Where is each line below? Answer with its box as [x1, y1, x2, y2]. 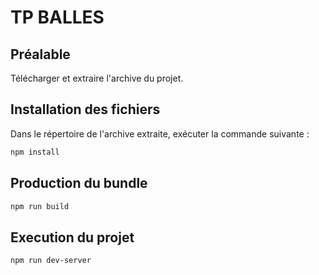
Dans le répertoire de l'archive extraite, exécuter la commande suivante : [10, 127, 310, 140]
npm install [10, 147, 60, 157]
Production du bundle [10, 175, 148, 192]
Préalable [10, 46, 71, 63]
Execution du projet [10, 229, 135, 246]
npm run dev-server [10, 256, 92, 266]
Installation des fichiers [10, 101, 161, 118]
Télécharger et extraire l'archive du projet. [10, 72, 184, 84]
